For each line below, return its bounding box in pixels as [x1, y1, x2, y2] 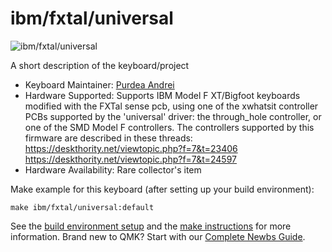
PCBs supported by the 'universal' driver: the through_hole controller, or [24, 110, 322, 122]
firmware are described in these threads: [24, 132, 193, 144]
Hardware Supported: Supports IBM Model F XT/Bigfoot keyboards [24, 89, 301, 101]
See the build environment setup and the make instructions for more [10, 220, 292, 232]
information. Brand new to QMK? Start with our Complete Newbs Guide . [10, 230, 306, 242]
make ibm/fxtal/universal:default [10, 202, 155, 212]
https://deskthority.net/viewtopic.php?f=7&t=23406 [24, 142, 238, 154]
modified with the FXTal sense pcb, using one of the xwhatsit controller [24, 100, 319, 112]
